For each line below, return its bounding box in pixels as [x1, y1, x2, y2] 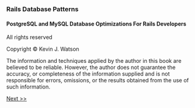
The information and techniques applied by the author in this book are [6, 57, 182, 65]
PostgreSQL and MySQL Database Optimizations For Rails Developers [6, 20, 187, 27]
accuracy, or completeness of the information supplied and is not [6, 70, 170, 77]
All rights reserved [6, 34, 53, 41]
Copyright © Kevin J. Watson [6, 45, 79, 53]
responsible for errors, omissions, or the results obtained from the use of [6, 77, 189, 84]
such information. [6, 83, 51, 90]
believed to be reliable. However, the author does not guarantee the [6, 63, 175, 71]
